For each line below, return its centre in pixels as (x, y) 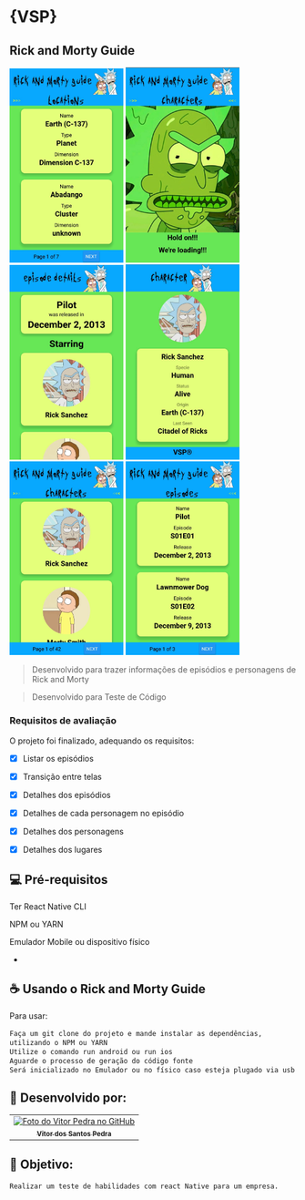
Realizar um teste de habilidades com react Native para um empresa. (144, 1186)
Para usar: (29, 1015)
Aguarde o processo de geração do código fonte (102, 1061)
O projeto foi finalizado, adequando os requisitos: (102, 741)
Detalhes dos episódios (66, 795)
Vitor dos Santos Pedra (74, 1133)
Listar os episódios (58, 758)
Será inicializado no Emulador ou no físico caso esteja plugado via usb (152, 1070)
